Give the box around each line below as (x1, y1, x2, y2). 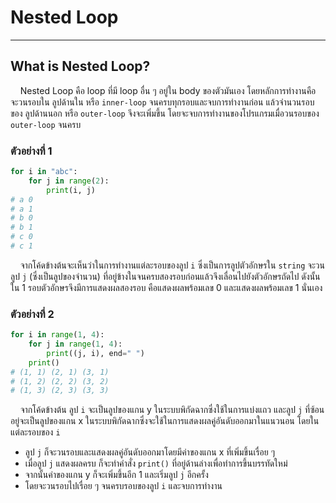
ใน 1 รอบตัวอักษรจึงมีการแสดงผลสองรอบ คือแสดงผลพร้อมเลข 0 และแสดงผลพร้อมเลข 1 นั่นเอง (10, 281, 323, 293)
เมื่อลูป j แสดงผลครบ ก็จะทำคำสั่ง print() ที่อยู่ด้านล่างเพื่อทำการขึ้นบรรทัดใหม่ (24, 457, 288, 470)
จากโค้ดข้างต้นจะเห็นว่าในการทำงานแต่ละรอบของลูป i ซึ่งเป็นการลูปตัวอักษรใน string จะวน (19, 259, 325, 271)
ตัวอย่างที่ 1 (10, 144, 53, 158)
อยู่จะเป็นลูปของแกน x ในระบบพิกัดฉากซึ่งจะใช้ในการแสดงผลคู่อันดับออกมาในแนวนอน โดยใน (10, 415, 320, 427)
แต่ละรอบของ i (10, 426, 61, 438)
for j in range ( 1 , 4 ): (28, 339, 123, 350)
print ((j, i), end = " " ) (46, 348, 145, 358)
